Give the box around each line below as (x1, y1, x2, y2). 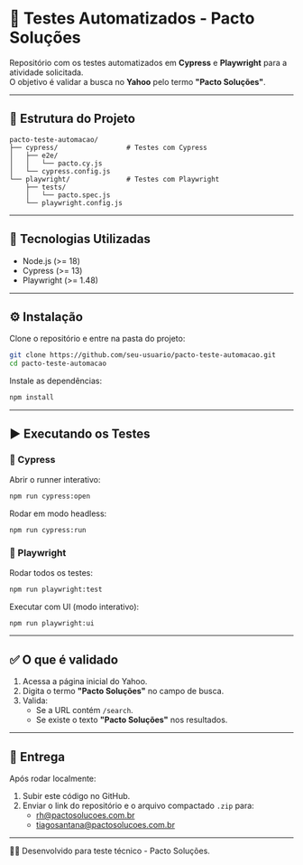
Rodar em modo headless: (9, 508, 107, 519)
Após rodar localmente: (9, 773, 96, 785)
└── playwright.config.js (25, 198, 124, 207)
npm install (9, 393, 54, 402)
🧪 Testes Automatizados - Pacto (9, 8, 255, 29)
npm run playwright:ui (9, 618, 95, 627)
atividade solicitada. (9, 67, 84, 78)
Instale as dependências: (9, 375, 103, 387)
